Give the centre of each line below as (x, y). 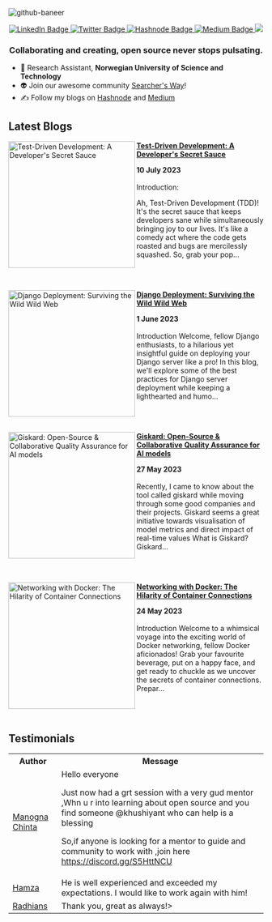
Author (33, 761)
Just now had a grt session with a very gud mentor (157, 792)
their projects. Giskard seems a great (198, 512)
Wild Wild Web (162, 303)
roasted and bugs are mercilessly (192, 246)
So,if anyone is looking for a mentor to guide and (153, 841)
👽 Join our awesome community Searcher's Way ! (103, 86)
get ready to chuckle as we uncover (196, 672)
